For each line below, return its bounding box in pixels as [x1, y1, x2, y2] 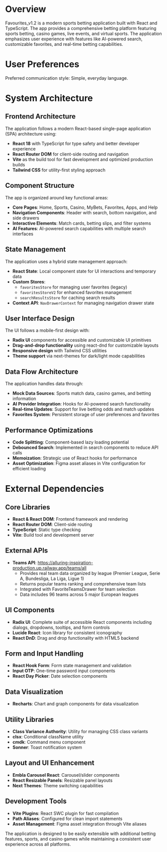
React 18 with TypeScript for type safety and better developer [12, 141, 140, 146]
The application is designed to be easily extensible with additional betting [5, 831, 156, 837]
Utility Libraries [5, 715, 54, 723]
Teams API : [12, 560, 37, 566]
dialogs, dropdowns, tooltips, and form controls [12, 624, 110, 630]
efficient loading [12, 465, 46, 471]
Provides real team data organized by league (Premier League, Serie [19, 570, 161, 576]
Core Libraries [5, 503, 50, 511]
